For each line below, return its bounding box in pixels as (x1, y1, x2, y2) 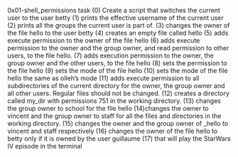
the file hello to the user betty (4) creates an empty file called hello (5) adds (7, 28, 229, 37)
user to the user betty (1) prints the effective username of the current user (7, 13, 224, 22)
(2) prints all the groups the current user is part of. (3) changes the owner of (7, 21, 230, 29)
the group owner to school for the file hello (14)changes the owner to (7, 104, 209, 112)
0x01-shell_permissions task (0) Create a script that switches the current (7, 6, 220, 14)
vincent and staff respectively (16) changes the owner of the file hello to (7, 127, 218, 135)
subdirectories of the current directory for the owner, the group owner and (7, 82, 225, 90)
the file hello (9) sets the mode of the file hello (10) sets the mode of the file (7, 67, 228, 75)
